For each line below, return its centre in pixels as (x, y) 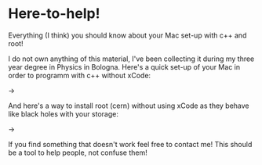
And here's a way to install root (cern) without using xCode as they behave (129, 106)
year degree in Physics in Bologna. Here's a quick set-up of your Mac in (124, 66)
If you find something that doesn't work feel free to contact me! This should (130, 144)
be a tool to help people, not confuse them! (78, 152)
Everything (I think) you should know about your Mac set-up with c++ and (127, 35)
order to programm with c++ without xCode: (80, 75)
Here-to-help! (54, 14)
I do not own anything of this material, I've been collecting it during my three (131, 59)
